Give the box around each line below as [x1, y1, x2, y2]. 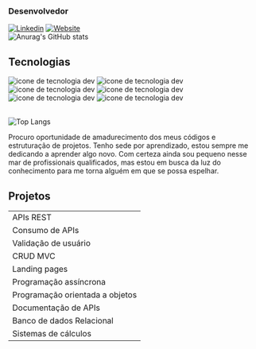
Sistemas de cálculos [12, 328, 91, 339]
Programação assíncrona [12, 276, 106, 287]
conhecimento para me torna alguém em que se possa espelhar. [8, 166, 219, 176]
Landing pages [12, 263, 68, 274]
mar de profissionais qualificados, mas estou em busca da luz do [8, 157, 221, 168]
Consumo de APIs [12, 224, 80, 235]
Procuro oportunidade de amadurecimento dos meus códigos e [8, 133, 216, 142]
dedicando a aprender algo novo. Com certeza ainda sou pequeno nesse [8, 149, 248, 159]
